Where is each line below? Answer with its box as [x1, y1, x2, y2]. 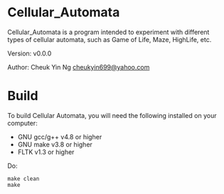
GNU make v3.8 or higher [17, 140, 92, 149]
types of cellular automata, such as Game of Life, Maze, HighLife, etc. [7, 35, 212, 43]
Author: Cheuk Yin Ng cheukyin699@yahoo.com [7, 63, 150, 71]
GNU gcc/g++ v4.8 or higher [17, 132, 102, 141]
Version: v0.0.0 [7, 49, 52, 58]
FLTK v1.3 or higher [17, 147, 75, 156]
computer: [7, 119, 38, 127]
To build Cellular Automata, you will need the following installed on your [7, 111, 217, 119]
